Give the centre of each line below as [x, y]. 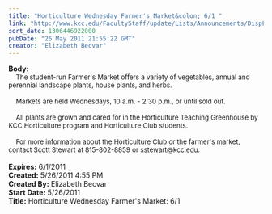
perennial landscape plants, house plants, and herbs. [90, 85]
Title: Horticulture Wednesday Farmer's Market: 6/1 [94, 201]
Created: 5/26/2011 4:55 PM [56, 175]
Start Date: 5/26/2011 [45, 193]
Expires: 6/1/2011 [37, 167]
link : [17, 23]
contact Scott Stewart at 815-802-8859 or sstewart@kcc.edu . [104, 150]
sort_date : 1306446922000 [52, 31]
